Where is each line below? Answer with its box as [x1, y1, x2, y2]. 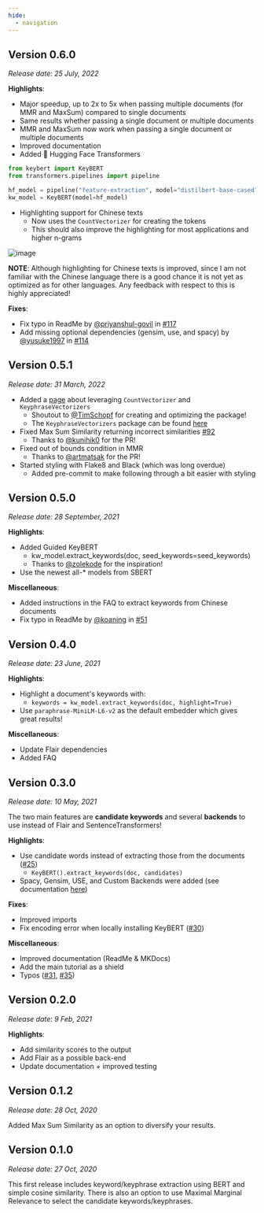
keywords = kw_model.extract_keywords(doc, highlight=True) [31, 699, 233, 707]
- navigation [15, 19, 58, 27]
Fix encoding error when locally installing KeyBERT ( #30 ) [19, 923, 204, 933]
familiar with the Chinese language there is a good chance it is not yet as [8, 272, 244, 281]
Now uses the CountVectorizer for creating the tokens [31, 216, 207, 225]
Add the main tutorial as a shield [19, 962, 124, 972]
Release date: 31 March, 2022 [8, 379, 106, 389]
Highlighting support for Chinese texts [19, 208, 144, 217]
